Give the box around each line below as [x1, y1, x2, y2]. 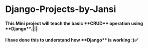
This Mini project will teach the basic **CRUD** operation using [5, 20, 143, 26]
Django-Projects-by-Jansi [5, 3, 116, 15]
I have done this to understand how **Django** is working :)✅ [5, 37, 138, 43]
